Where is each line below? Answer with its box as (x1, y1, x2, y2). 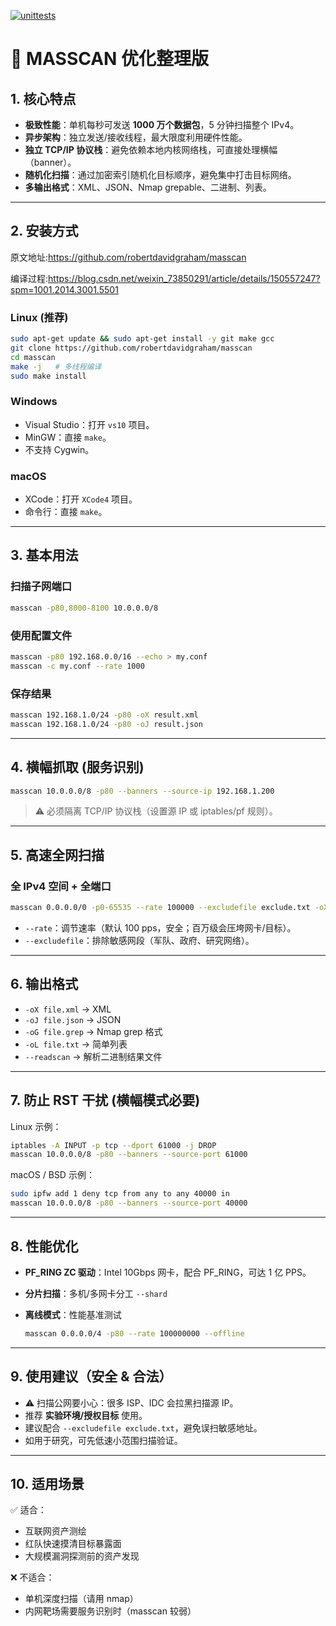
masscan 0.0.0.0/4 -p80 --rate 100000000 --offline (24, 1328, 245, 1339)
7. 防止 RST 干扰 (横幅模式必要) (10, 1092, 201, 1109)
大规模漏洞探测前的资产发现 (24, 1550, 140, 1562)
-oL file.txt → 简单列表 (24, 1038, 128, 1050)
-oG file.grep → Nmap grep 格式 (24, 1025, 163, 1037)
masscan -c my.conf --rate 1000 (10, 661, 145, 671)
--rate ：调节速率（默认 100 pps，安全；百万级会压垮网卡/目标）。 (24, 921, 297, 934)
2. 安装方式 (10, 223, 79, 240)
